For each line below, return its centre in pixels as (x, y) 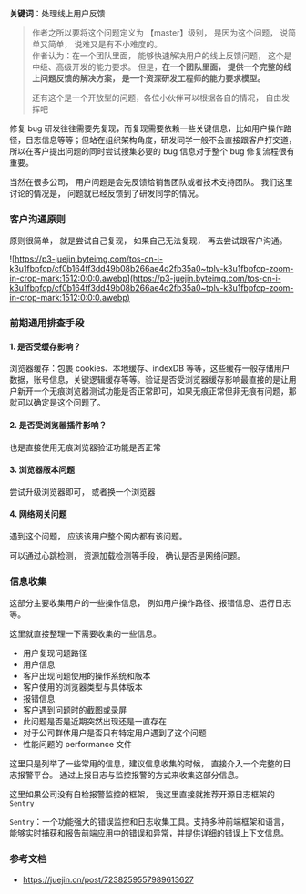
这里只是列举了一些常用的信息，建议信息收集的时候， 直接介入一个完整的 (146, 764)
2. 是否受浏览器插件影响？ (58, 426)
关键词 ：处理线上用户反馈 (57, 13)
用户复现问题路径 (55, 653)
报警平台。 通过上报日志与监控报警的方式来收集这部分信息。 (130, 775)
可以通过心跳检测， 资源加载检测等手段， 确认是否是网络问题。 (127, 556)
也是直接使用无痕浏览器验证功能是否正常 (85, 447)
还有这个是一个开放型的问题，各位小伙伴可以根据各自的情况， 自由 (157, 98)
